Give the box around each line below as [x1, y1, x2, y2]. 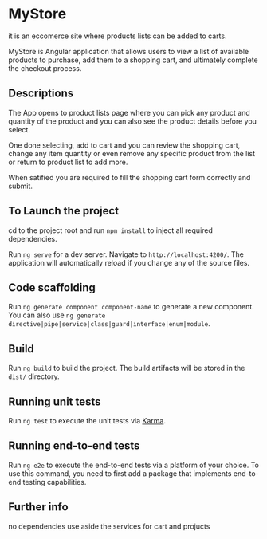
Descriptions [8, 87, 74, 100]
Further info [8, 500, 69, 514]
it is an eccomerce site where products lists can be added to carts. [8, 31, 227, 41]
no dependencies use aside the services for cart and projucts [8, 521, 210, 531]
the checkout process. [8, 63, 82, 73]
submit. [8, 181, 33, 191]
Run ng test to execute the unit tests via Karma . [8, 416, 166, 425]
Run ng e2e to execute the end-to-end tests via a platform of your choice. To [8, 460, 260, 470]
